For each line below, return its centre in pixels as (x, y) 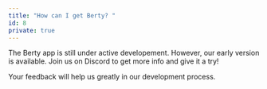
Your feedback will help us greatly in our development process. (112, 77)
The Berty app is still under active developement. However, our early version (134, 53)
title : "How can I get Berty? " (62, 15)
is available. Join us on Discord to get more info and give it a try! (114, 61)
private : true (32, 30)
